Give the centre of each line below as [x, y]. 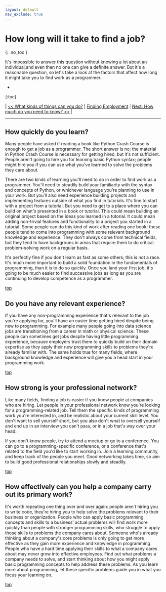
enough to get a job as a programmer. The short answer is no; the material [81, 149]
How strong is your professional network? [71, 388]
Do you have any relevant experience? [65, 304]
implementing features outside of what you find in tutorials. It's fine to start [81, 201]
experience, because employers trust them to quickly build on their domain [82, 342]
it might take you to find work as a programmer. [53, 78]
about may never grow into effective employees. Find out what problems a [81, 553]
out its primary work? [39, 495]
